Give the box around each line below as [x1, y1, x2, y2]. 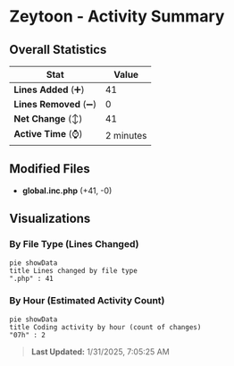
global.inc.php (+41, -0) [21, 185, 113, 196]
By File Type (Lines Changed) [9, 238, 139, 251]
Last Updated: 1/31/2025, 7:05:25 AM [30, 346, 170, 357]
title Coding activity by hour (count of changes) [9, 322, 202, 332]
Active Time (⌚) [13, 128, 83, 140]
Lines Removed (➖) [13, 98, 96, 110]
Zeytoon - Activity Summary [9, 6, 225, 27]
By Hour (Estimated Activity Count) [9, 294, 165, 307]
